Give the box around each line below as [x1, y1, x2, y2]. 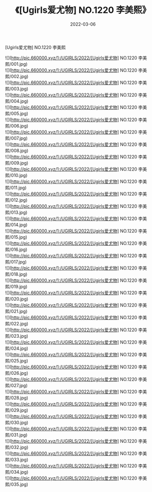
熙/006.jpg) [5, 123, 29, 129]
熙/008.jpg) [5, 147, 29, 153]
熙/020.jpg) [5, 296, 29, 302]
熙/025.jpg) [5, 358, 29, 363]
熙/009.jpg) [5, 160, 29, 166]
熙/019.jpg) [5, 283, 28, 289]
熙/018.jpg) [5, 271, 28, 277]
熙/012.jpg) [5, 197, 28, 203]
